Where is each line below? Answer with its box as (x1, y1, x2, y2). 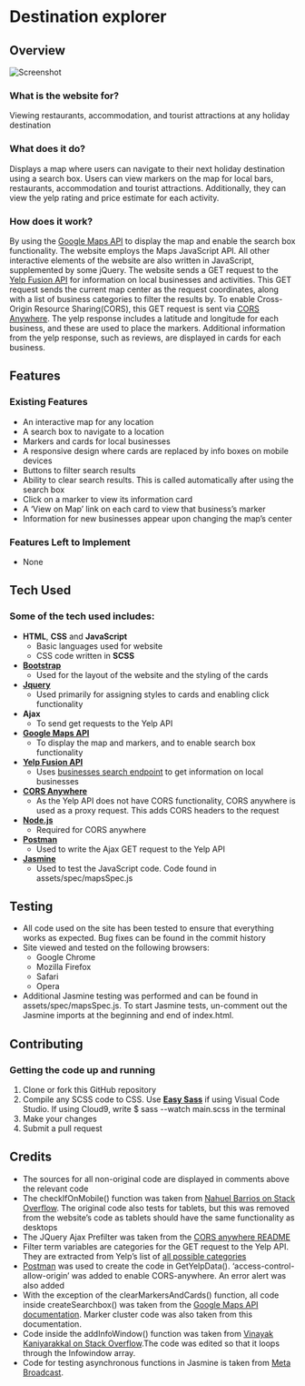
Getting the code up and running (9, 1063, 156, 1076)
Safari (35, 971, 59, 982)
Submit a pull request (22, 1123, 103, 1134)
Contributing (9, 1036, 84, 1052)
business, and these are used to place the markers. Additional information (9, 322, 286, 333)
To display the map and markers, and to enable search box (35, 737, 256, 748)
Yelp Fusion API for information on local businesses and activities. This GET (9, 274, 292, 285)
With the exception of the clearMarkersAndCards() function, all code (22, 1290, 280, 1300)
